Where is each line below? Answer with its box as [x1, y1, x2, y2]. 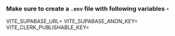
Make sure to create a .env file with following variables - [6, 5, 170, 13]
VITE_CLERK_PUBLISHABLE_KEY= [6, 24, 90, 31]
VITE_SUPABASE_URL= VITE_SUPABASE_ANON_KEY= [6, 18, 138, 25]
